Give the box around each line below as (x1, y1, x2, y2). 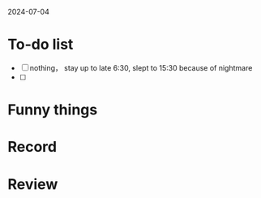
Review (7, 174, 58, 193)
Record (7, 138, 58, 157)
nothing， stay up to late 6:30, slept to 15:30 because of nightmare (29, 62, 253, 72)
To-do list (7, 36, 74, 54)
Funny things (7, 101, 98, 119)
